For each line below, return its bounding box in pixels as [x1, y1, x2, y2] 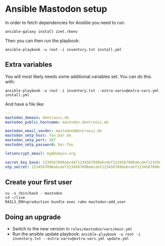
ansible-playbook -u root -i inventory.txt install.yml [5, 47, 122, 52]
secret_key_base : [5, 160, 41, 165]
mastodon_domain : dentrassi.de [5, 115, 69, 120]
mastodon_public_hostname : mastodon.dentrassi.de [5, 120, 109, 124]
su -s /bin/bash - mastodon [5, 191, 63, 196]
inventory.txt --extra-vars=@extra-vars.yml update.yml [12, 236, 129, 241]
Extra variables [5, 60, 53, 69]
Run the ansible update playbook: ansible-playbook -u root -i [12, 231, 141, 237]
